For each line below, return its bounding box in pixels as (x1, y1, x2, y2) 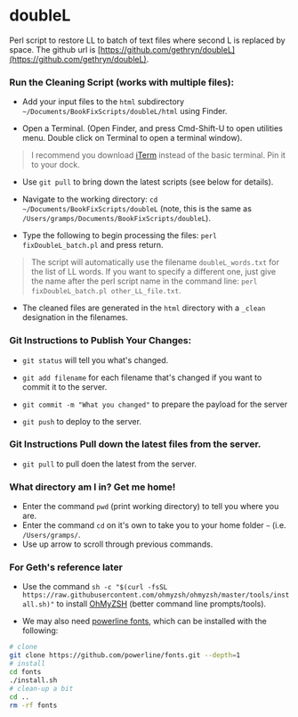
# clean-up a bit (9, 684, 74, 693)
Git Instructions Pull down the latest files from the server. (9, 438, 262, 450)
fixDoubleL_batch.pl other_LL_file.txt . (30, 285, 181, 296)
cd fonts (9, 668, 42, 677)
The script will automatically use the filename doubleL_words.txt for (30, 257, 280, 268)
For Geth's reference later (9, 561, 123, 573)
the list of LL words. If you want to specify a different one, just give (30, 267, 277, 277)
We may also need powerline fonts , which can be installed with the (21, 616, 267, 627)
